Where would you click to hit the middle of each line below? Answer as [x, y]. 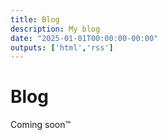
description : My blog [55, 29]
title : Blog [35, 19]
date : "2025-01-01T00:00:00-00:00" [84, 38]
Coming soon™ [41, 125]
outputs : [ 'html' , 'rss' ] [62, 47]
